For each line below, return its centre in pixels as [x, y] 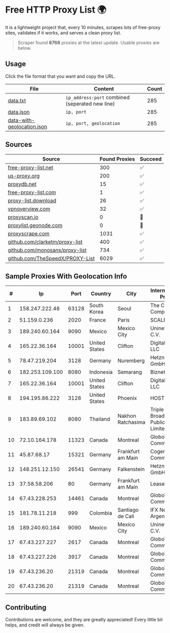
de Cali [126, 516]
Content [104, 88]
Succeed [151, 159]
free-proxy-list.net [31, 167]
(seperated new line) [90, 104]
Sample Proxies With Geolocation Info [66, 276]
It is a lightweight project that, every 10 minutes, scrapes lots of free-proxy [83, 27]
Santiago [128, 510]
